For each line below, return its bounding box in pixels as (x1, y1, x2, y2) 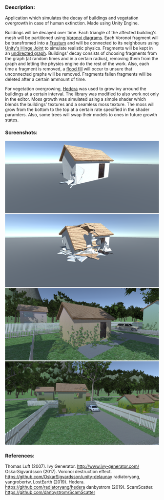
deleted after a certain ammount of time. (5, 76, 86, 82)
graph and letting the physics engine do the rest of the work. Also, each (5, 61, 149, 67)
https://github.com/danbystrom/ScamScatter (5, 489, 96, 495)
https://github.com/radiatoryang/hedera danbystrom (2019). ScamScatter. (5, 484, 154, 490)
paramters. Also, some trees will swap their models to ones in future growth (5, 112, 158, 118)
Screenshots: (5, 129, 38, 136)
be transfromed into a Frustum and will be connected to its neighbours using (5, 40, 159, 46)
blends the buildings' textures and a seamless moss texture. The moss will (5, 102, 155, 108)
